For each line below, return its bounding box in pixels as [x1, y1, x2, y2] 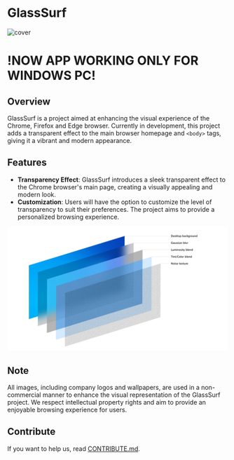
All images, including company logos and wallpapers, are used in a [7, 384, 200, 392]
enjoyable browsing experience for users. [7, 405, 128, 414]
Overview [7, 95, 51, 107]
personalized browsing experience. [17, 212, 120, 221]
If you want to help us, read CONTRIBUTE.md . [7, 444, 140, 453]
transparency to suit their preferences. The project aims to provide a [17, 205, 215, 213]
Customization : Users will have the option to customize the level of [17, 198, 212, 206]
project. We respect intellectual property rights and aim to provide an [7, 398, 207, 407]
